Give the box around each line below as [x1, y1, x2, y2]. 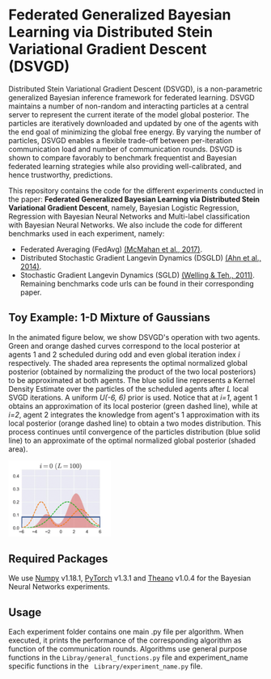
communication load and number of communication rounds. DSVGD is [8, 144, 243, 154]
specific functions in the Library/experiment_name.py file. [8, 661, 203, 671]
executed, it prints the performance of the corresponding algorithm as [8, 635, 242, 645]
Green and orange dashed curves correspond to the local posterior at [8, 341, 240, 350]
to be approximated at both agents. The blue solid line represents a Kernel [8, 375, 256, 385]
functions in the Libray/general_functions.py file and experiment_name [8, 653, 248, 663]
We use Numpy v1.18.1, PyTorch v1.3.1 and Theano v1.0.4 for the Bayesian [8, 573, 252, 584]
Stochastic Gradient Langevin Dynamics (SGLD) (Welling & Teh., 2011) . [19, 269, 255, 280]
